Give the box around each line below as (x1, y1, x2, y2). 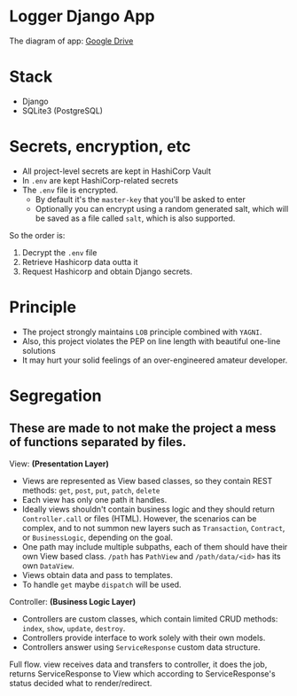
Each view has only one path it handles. (21, 494, 168, 504)
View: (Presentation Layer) (9, 458, 109, 469)
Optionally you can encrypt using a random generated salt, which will (35, 203, 289, 214)
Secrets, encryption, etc (9, 137, 191, 157)
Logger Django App (9, 6, 155, 27)
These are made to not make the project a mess (9, 421, 277, 436)
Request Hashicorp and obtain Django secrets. (21, 266, 193, 277)
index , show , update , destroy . (21, 622, 126, 633)
